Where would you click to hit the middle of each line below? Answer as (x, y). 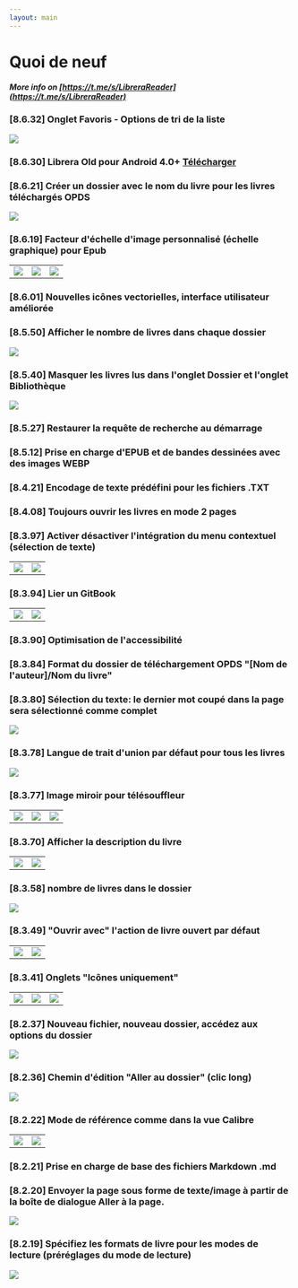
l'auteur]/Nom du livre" (61, 675)
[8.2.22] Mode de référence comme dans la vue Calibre (132, 1119)
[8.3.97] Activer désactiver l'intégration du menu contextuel (143, 535)
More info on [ (36, 87)
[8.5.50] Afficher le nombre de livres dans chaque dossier (138, 333)
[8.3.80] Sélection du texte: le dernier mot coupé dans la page (147, 699)
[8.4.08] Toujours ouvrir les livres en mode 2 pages (123, 511)
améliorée (31, 309)
